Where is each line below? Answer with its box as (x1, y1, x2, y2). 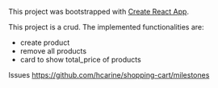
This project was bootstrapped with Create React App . (8, 7, 190, 16)
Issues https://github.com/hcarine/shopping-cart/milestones (8, 70, 210, 79)
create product (19, 38, 70, 47)
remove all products (19, 46, 87, 55)
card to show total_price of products (19, 55, 141, 64)
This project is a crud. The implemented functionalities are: (8, 22, 204, 31)
